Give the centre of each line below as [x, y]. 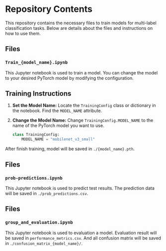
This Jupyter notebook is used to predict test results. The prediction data [80, 188]
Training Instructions [38, 94]
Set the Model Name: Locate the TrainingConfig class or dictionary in [84, 106]
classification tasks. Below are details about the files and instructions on [79, 28]
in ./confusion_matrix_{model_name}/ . [44, 243]
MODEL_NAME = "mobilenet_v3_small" [58, 139]
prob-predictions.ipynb [34, 178]
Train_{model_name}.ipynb [37, 63]
